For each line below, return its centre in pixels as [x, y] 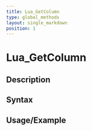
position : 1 [21, 28]
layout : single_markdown [37, 23]
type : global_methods [33, 17]
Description [28, 79]
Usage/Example [36, 120]
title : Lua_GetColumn [33, 12]
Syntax [20, 100]
